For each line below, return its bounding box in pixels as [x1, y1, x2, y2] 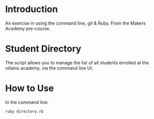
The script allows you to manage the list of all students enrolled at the [5, 59, 149, 66]
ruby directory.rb [5, 109, 44, 114]
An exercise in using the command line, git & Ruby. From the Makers [5, 20, 146, 26]
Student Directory [5, 43, 82, 55]
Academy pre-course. [5, 25, 51, 31]
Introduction [5, 4, 58, 15]
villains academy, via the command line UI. [5, 65, 93, 71]
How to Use [5, 83, 54, 94]
